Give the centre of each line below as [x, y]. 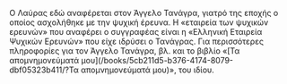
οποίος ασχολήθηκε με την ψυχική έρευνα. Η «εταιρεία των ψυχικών [139, 22]
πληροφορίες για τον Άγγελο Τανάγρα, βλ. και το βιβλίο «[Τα [125, 51]
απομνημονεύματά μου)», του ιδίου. [148, 70]
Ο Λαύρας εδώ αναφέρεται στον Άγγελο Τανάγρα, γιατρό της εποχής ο [144, 13]
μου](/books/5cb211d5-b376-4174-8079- [157, 60]
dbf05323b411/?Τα [44, 70]
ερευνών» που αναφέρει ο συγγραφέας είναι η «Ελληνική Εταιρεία [136, 32]
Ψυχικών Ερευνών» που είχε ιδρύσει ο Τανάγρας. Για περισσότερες [137, 41]
